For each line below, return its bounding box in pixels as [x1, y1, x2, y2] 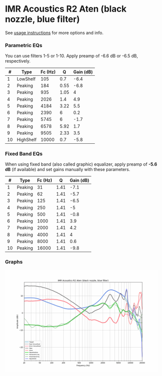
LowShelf [16, 76, 36, 82]
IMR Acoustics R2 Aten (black [5, 3, 127, 15]
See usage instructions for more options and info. [5, 30, 104, 35]
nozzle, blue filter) [5, 14, 80, 25]
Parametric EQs [5, 42, 43, 49]
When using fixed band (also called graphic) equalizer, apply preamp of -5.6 [5, 161, 157, 167]
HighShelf [16, 137, 37, 143]
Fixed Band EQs [5, 150, 43, 157]
